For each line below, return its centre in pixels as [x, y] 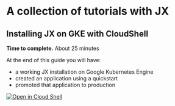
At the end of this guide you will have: [54, 60]
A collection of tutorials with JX [88, 11]
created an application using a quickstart [66, 78]
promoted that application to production [65, 85]
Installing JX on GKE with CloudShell [77, 34]
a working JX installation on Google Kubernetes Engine [84, 72]
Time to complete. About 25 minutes [53, 48]
